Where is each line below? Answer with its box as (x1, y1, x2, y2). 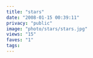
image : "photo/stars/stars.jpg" (6, 25, 88, 32)
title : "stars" (6, 8, 45, 15)
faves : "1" (6, 37, 34, 43)
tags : (6, 43, 20, 49)
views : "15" (6, 31, 36, 37)
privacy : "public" (6, 20, 53, 26)
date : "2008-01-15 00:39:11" (6, 14, 80, 21)
